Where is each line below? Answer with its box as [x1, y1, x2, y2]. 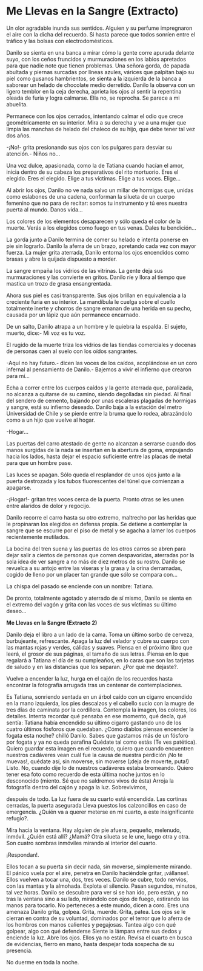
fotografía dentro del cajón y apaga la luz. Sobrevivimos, [6, 783, 147, 791]
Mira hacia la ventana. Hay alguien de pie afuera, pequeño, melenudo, [6, 826, 182, 834]
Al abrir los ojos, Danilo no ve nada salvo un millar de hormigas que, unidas [6, 187, 194, 194]
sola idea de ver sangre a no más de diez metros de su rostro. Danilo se [6, 558, 185, 565]
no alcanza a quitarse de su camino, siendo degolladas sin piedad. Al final [6, 390, 191, 397]
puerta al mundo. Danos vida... [6, 205, 83, 213]
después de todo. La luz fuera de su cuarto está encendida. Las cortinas [6, 795, 188, 803]
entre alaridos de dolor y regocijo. [6, 502, 91, 509]
